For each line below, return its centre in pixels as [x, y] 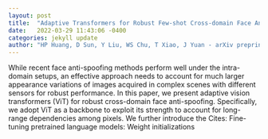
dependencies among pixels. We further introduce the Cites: [128, 118]
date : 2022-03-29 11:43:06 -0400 [67, 30]
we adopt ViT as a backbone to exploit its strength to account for [115, 110]
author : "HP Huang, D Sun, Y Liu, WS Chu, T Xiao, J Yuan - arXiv [121, 45]
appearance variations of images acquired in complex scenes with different [132, 85]
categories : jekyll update [53, 38]
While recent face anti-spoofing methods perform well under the [114, 68]
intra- [231, 68]
